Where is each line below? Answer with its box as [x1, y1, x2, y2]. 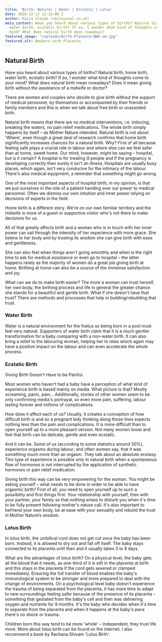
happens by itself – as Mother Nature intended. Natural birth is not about [5, 129, 149, 135]
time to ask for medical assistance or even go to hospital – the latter [5, 254, 139, 260]
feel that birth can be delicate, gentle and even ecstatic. [5, 432, 116, 438]
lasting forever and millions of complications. [5, 402, 94, 407]
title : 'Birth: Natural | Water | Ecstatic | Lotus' [5, 7, 113, 12]
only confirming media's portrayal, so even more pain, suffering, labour [5, 397, 147, 403]
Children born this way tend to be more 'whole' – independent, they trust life [5, 621, 157, 627]
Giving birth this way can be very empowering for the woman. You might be [5, 476, 155, 482]
